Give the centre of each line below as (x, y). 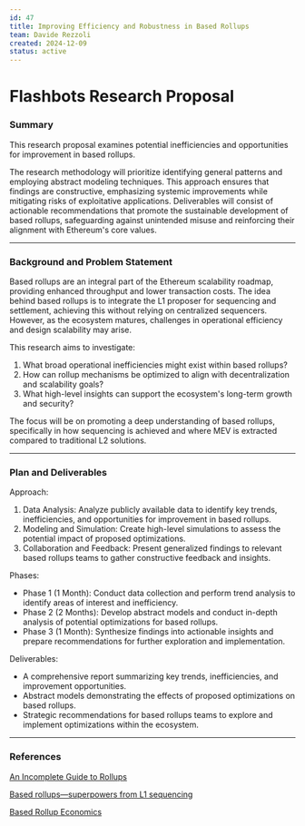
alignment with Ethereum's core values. (83, 230)
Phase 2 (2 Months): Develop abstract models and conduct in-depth (150, 613)
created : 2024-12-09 (49, 43)
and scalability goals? (63, 384)
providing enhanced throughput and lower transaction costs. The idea (140, 290)
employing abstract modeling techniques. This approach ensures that (139, 182)
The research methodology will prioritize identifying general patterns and (146, 172)
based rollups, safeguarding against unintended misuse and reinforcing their (152, 220)
